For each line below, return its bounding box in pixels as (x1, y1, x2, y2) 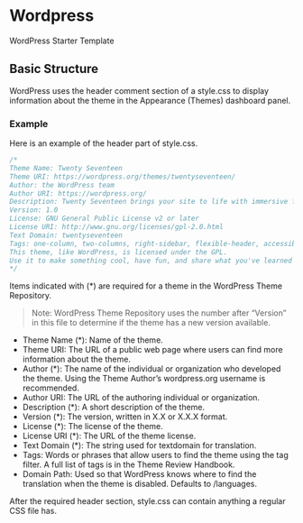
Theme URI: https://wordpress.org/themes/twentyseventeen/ (9, 172, 236, 181)
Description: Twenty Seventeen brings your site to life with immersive (9, 197, 289, 206)
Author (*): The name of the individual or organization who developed (22, 363, 281, 374)
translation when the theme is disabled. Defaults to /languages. (22, 479, 258, 490)
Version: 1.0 (9, 206, 59, 215)
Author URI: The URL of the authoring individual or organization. (22, 392, 260, 403)
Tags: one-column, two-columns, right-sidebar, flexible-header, (9, 239, 260, 248)
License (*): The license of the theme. (22, 421, 164, 432)
